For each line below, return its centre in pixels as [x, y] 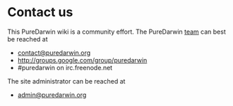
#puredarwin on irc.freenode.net [65, 67]
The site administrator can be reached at [66, 81]
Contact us [40, 12]
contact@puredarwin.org [54, 53]
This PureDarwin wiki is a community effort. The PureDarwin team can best [116, 32]
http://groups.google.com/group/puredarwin [82, 60]
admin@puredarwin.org [52, 95]
